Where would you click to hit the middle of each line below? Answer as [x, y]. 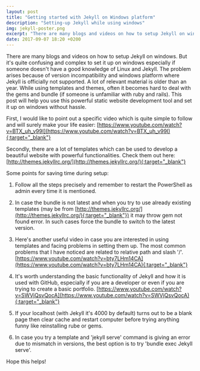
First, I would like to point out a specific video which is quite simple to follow [99, 119]
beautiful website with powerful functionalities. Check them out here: [91, 155]
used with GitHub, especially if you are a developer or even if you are [99, 283]
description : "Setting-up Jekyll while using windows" [76, 23]
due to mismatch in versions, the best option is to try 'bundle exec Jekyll [104, 344]
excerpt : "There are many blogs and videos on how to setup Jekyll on [96, 34]
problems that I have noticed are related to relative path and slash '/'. [99, 252]
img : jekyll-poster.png [36, 28]
